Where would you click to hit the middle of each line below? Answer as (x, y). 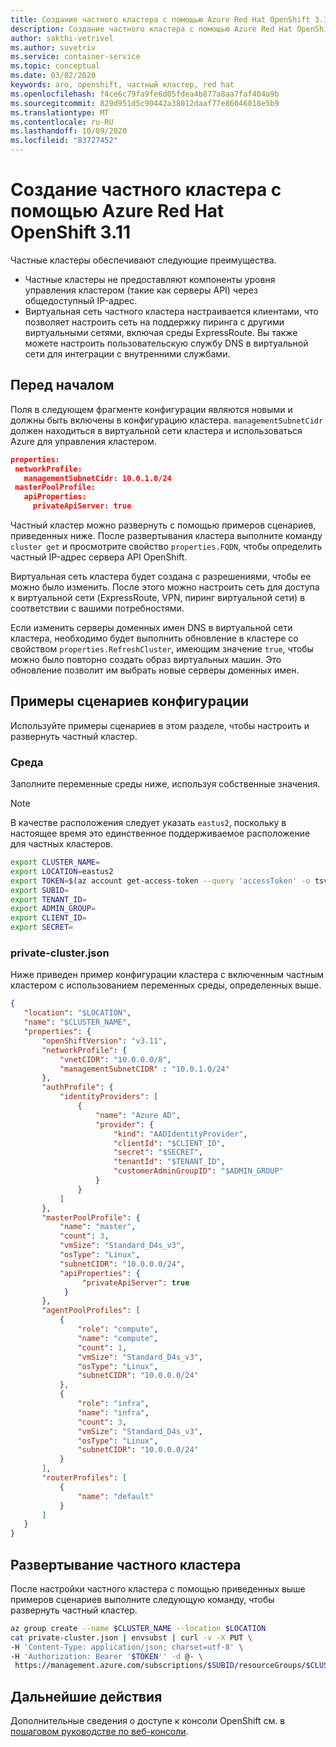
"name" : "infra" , (113, 1412)
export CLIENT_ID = (48, 918)
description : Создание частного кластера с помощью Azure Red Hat (151, 29)
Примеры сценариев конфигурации (130, 701)
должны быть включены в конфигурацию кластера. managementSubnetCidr (167, 420)
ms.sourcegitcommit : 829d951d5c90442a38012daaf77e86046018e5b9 (145, 103)
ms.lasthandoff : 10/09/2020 (69, 131)
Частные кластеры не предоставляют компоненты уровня (150, 279)
